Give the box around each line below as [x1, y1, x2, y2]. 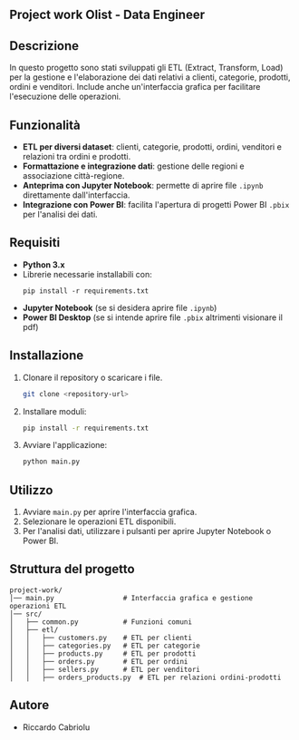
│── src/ [9, 609, 43, 618]
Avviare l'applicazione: [22, 440, 107, 451]
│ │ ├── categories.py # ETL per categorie [9, 641, 201, 650]
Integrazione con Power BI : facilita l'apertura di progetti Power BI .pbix [22, 200, 290, 210]
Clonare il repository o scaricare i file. [22, 372, 163, 383]
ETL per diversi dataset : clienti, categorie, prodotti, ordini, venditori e [22, 141, 283, 152]
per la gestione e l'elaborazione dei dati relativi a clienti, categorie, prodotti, [9, 72, 291, 83]
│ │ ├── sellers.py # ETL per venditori [9, 665, 201, 674]
